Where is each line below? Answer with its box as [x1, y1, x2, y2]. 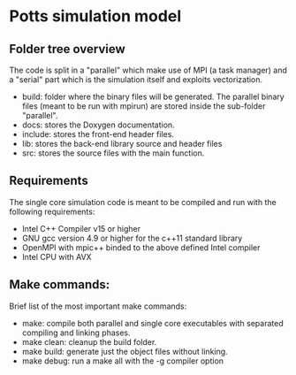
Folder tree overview [9, 42, 125, 57]
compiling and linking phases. [21, 327, 131, 338]
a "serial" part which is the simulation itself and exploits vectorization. [9, 74, 263, 85]
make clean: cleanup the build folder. [21, 336, 157, 347]
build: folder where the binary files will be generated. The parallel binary [21, 91, 285, 102]
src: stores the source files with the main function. [21, 148, 205, 158]
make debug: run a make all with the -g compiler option [21, 356, 224, 366]
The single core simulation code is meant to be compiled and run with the [9, 196, 277, 207]
